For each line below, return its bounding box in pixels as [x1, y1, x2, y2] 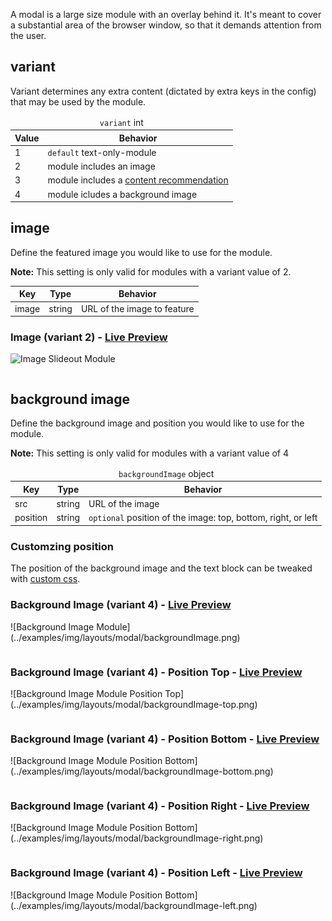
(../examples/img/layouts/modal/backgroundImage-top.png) [10, 698, 258, 710]
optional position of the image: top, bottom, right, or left [88, 512, 318, 524]
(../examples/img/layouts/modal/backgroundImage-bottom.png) [10, 765, 274, 778]
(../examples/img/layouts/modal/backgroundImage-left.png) [10, 899, 258, 911]
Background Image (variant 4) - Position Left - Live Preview [10, 866, 303, 880]
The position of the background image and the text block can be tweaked [10, 562, 313, 574]
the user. [10, 30, 47, 41]
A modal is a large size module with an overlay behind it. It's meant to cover [10, 9, 322, 20]
